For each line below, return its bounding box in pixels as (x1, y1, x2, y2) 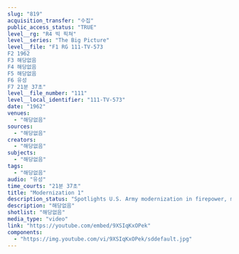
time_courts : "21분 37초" (7, 182, 82, 189)
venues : (7, 110, 31, 117)
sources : (7, 122, 33, 130)
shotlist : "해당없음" (7, 209, 65, 216)
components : (7, 228, 43, 236)
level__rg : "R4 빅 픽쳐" (7, 30, 77, 38)
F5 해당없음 (7, 70, 37, 77)
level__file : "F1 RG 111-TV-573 (7, 43, 103, 51)
